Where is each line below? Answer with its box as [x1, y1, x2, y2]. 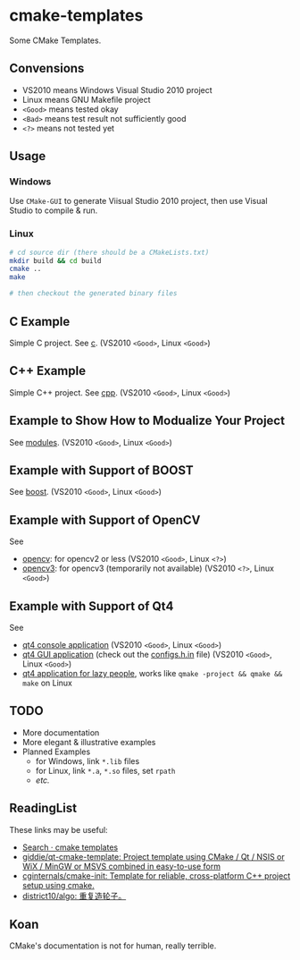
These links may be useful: [9, 824, 109, 835]
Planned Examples [21, 746, 91, 757]
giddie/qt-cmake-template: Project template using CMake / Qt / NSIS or [21, 851, 285, 862]
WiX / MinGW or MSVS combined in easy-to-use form [21, 861, 221, 871]
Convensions [9, 61, 85, 76]
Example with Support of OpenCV [9, 512, 201, 528]
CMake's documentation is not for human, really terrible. [9, 940, 217, 951]
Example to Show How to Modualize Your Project [9, 413, 286, 429]
